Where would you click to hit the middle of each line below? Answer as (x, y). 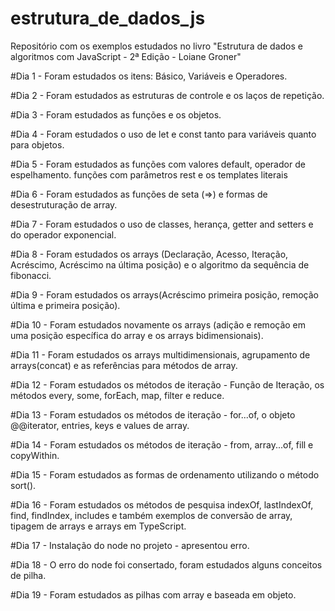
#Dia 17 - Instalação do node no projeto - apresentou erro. (130, 545)
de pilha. (28, 575)
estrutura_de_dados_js (108, 18)
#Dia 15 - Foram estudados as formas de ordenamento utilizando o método (165, 474)
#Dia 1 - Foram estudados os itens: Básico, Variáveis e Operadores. (149, 76)
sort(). (23, 485)
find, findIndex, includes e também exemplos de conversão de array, (151, 515)
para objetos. (37, 144)
